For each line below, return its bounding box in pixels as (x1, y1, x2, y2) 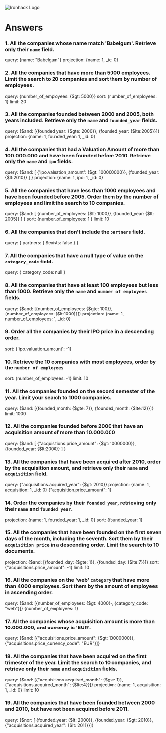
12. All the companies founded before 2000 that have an (5, 423, 143, 430)
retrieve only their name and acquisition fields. (5, 665, 118, 672)
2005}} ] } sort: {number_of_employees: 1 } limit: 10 (5, 216, 109, 222)
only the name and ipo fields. (5, 158, 73, 165)
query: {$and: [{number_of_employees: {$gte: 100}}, (5, 305, 112, 312)
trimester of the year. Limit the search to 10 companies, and (5, 659, 151, 666)
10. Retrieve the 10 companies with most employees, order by (5, 358, 156, 365)
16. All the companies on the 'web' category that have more (5, 576, 150, 583)
